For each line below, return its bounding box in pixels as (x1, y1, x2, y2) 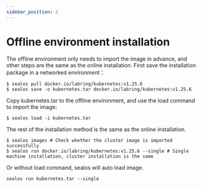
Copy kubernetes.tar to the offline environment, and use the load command (6, 96, 195, 104)
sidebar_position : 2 (6, 8, 59, 15)
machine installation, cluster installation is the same (6, 153, 154, 159)
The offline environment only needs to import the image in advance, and (6, 55, 187, 62)
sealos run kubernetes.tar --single (6, 175, 99, 182)
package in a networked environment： (6, 69, 105, 76)
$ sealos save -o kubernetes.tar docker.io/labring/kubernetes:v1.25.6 (6, 86, 192, 92)
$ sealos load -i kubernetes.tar (6, 115, 91, 121)
